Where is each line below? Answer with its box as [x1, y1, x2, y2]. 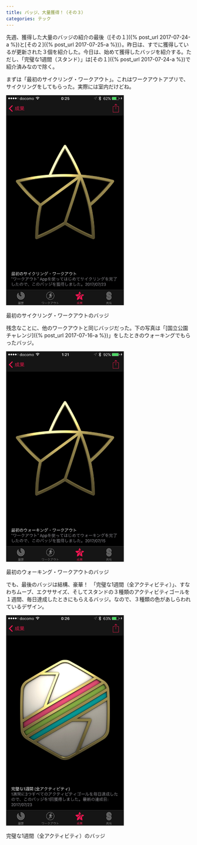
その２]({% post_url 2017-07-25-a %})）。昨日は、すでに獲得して [26, 41, 184, 48]
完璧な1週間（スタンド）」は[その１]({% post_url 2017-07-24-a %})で [24, 56, 191, 63]
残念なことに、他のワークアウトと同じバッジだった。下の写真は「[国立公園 [6, 325, 188, 332]
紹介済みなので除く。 [6, 63, 58, 70]
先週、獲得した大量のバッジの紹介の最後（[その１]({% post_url [6, 33, 159, 41]
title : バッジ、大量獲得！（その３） [6, 9, 86, 15]
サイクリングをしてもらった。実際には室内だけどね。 [6, 83, 135, 90]
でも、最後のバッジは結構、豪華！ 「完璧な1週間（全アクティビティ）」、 [6, 581, 180, 588]
